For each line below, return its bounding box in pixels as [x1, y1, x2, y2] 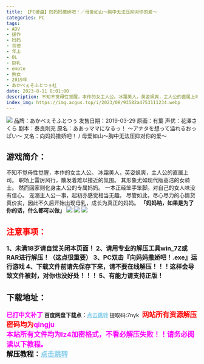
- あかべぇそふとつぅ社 [6, 83, 57, 89]
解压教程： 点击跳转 [6, 350, 68, 359]
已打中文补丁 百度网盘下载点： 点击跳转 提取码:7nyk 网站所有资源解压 [6, 310, 197, 320]
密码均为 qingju [6, 320, 55, 329]
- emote [6, 65, 26, 72]
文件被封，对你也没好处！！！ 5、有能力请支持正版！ [12, 271, 164, 280]
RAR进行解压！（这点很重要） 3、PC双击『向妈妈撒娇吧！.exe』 [6, 253, 191, 262]
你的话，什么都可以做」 [6, 207, 65, 214]
